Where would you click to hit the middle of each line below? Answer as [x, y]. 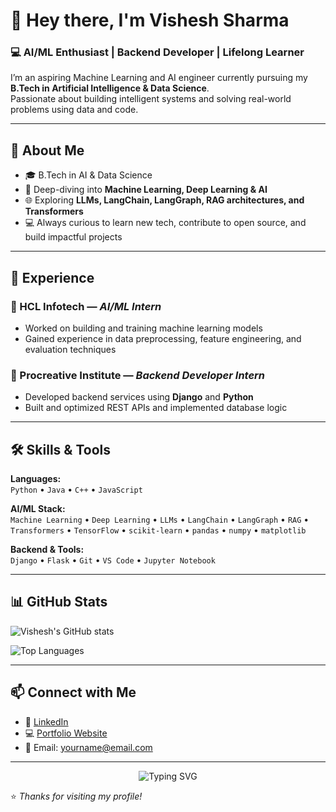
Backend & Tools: [47, 550]
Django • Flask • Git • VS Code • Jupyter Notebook [113, 560]
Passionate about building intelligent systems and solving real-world [151, 99]
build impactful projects [73, 237]
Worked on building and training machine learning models [143, 328]
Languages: [36, 479]
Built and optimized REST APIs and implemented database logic [156, 408]
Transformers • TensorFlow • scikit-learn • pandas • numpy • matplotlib [158, 530]
